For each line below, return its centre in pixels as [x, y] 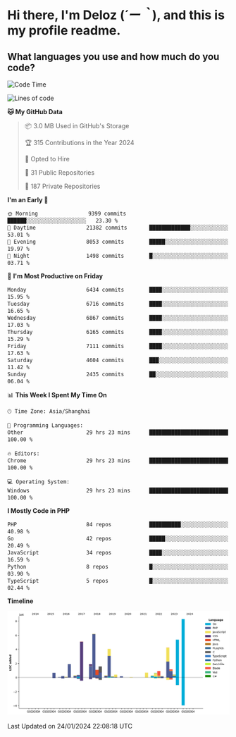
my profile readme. [64, 31]
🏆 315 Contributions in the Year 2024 [79, 143]
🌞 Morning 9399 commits [67, 213]
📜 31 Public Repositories [60, 173]
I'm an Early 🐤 [28, 200]
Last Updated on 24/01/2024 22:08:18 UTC [70, 726]
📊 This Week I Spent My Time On [57, 395]
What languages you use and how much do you [113, 57]
